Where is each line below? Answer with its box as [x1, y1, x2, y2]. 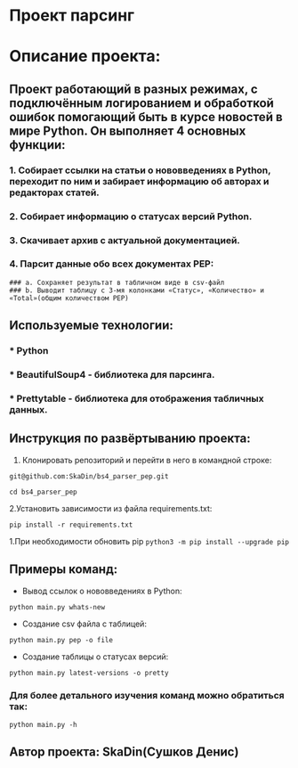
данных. [9, 403, 48, 415]
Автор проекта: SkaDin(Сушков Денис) [9, 745, 239, 760]
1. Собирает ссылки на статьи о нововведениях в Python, [9, 164, 271, 176]
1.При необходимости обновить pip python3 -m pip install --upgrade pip [9, 535, 289, 546]
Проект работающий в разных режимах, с [9, 81, 258, 96]
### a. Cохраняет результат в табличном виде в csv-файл [9, 278, 225, 287]
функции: [9, 137, 66, 152]
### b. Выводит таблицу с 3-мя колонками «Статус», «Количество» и [9, 286, 265, 295]
